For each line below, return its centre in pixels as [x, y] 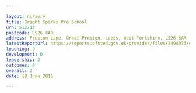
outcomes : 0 [20, 65]
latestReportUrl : [27, 44]
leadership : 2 [23, 60]
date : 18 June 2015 [30, 76]
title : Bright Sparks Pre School [47, 22]
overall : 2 [19, 70]
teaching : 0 [20, 49]
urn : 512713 [20, 27]
